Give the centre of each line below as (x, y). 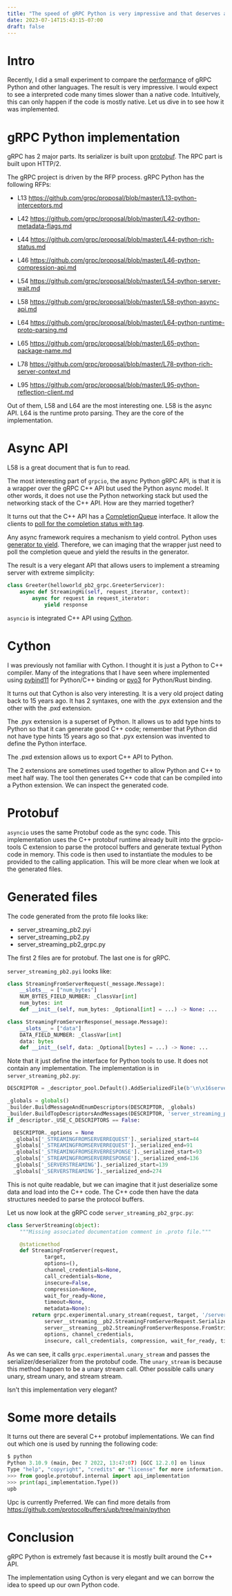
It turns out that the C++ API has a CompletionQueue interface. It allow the (113, 517)
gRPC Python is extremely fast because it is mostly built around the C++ (110, 1557)
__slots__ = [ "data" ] (50, 1028)
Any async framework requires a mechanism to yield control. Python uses (112, 537)
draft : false (26, 26)
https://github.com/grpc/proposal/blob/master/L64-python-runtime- (127, 323)
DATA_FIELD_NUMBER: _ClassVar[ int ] (71, 1035)
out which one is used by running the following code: (83, 1444)
